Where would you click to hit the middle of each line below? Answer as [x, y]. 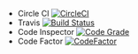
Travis [29, 23]
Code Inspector [46, 32]
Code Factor [40, 41]
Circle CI [33, 13]
